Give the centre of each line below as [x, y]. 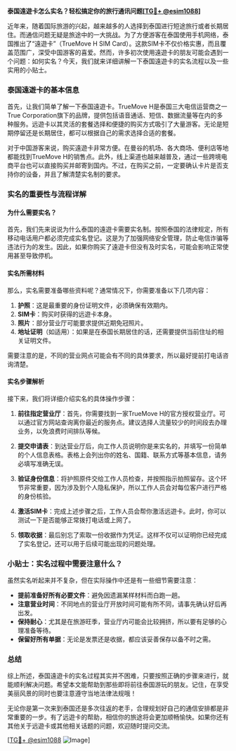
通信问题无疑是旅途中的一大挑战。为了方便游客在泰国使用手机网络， [124, 35]
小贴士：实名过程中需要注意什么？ [65, 564]
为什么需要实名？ [32, 212]
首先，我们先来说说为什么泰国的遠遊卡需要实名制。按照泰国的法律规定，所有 [118, 229]
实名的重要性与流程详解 [47, 194]
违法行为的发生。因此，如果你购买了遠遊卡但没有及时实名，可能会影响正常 [115, 247]
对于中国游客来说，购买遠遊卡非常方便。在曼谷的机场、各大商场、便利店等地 [118, 148]
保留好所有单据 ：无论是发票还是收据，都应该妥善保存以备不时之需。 [116, 639]
